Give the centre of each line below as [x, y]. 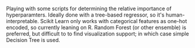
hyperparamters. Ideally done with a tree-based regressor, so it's [85, 15]
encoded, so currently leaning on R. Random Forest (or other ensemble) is [96, 27]
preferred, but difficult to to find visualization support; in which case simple [97, 34]
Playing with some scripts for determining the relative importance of [89, 9]
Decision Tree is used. [33, 40]
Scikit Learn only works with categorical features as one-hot [114, 21]
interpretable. [23, 21]
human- [175, 15]
